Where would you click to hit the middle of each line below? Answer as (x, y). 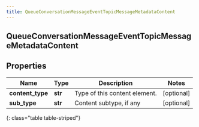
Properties (26, 66)
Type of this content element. (116, 93)
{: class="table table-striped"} (43, 117)
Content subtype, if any (108, 103)
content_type (29, 93)
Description (116, 83)
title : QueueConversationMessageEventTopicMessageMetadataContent (91, 12)
